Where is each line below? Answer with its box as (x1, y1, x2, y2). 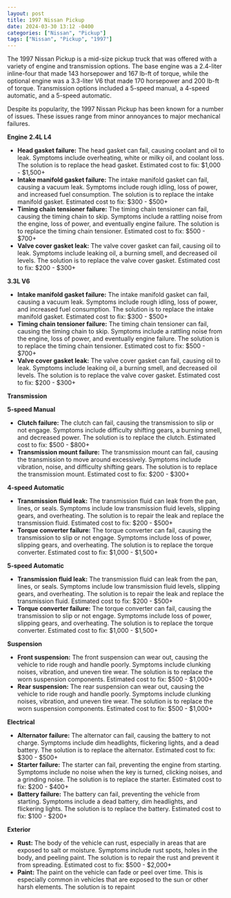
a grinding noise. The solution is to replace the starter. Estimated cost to (17, 775, 222, 784)
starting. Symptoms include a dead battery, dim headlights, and (17, 797, 198, 805)
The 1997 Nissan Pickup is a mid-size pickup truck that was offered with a (7, 55, 217, 63)
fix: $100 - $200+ (17, 812, 68, 821)
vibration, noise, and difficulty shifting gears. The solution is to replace (17, 463, 218, 471)
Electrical (7, 718, 35, 726)
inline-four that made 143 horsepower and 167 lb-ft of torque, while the (7, 70, 209, 78)
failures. (7, 120, 30, 128)
